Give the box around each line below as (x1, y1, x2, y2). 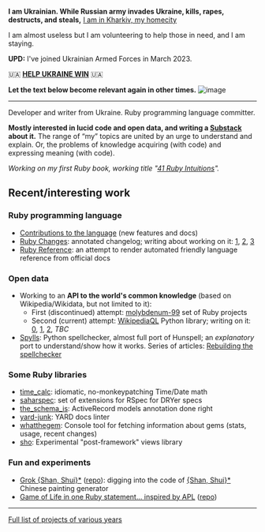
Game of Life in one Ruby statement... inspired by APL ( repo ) (19, 492, 218, 501)
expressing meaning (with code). (8, 148, 115, 157)
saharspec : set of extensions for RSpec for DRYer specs (19, 395, 203, 405)
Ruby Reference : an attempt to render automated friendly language (19, 245, 238, 254)
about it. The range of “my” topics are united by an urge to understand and (8, 132, 252, 140)
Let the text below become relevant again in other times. (8, 85, 197, 94)
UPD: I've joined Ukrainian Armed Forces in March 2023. (8, 54, 192, 63)
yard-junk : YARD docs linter (19, 412, 110, 421)
